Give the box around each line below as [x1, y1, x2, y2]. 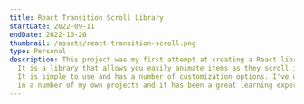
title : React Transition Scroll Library [9, 13, 165, 23]
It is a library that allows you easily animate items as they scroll [17, 64, 290, 73]
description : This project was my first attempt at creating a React [9, 55, 278, 64]
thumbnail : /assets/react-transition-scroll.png [9, 38, 196, 48]
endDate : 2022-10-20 [9, 30, 88, 39]
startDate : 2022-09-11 [9, 22, 95, 31]
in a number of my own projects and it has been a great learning [17, 80, 273, 90]
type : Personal [9, 47, 67, 56]
